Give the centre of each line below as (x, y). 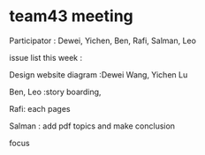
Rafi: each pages (40, 108)
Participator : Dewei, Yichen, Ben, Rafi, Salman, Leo (103, 41)
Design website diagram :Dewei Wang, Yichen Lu (99, 74)
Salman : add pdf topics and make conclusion (92, 126)
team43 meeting (72, 16)
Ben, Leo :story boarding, (55, 92)
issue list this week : (46, 57)
